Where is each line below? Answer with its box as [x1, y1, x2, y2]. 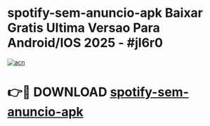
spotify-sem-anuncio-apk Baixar [7, 5, 204, 21]
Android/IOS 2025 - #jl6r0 [7, 35, 164, 51]
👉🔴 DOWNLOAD [7, 84, 107, 100]
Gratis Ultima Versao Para [7, 20, 160, 36]
